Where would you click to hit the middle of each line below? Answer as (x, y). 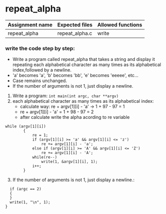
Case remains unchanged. (40, 81)
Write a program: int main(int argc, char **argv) (66, 96)
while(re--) (45, 157)
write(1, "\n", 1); (30, 202)
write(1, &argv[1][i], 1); (69, 162)
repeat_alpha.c (75, 33)
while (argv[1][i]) (26, 126)
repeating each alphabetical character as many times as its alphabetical (87, 65)
